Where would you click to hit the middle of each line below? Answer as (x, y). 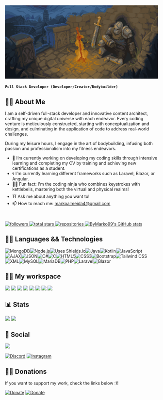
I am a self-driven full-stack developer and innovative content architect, (77, 113)
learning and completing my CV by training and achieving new (74, 163)
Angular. (20, 179)
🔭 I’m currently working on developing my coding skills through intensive (85, 158)
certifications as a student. (39, 168)
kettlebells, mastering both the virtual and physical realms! (70, 189)
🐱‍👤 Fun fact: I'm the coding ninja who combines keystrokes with (76, 184)
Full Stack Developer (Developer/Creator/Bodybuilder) (62, 87)
